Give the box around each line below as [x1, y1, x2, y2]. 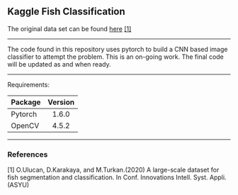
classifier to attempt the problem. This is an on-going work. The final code [7, 52, 225, 61]
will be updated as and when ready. [7, 60, 111, 68]
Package [11, 97, 41, 107]
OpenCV [11, 121, 40, 130]
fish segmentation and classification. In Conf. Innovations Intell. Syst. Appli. [7, 173, 227, 182]
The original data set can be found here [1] [7, 24, 132, 33]
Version [47, 97, 75, 107]
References [7, 149, 48, 159]
